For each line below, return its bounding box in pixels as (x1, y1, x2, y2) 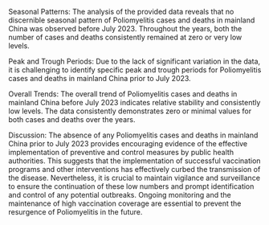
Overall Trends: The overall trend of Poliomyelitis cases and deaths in (8, 89, 238, 99)
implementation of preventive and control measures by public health (8, 148, 234, 157)
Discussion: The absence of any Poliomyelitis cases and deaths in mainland (8, 130, 259, 140)
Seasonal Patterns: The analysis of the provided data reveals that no (8, 7, 234, 16)
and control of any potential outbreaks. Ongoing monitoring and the (8, 190, 231, 199)
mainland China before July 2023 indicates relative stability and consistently (8, 98, 261, 107)
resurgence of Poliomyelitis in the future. (8, 207, 143, 216)
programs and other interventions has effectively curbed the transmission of (8, 165, 261, 174)
